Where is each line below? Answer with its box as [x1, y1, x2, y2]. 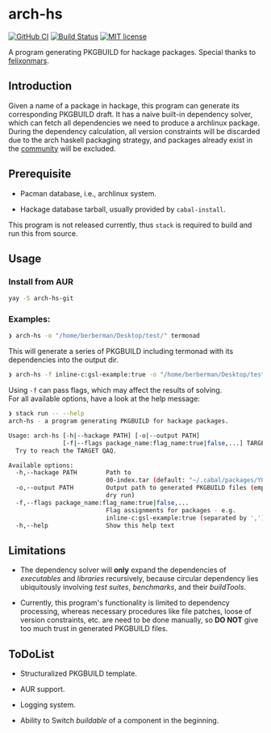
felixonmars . [8, 56, 50, 65]
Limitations [8, 543, 66, 558]
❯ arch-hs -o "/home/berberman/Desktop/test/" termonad [8, 332, 200, 340]
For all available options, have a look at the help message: [8, 394, 200, 404]
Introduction [8, 79, 73, 93]
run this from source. [8, 228, 78, 238]
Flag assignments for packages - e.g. [106, 506, 236, 514]
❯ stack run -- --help [8, 410, 85, 418]
